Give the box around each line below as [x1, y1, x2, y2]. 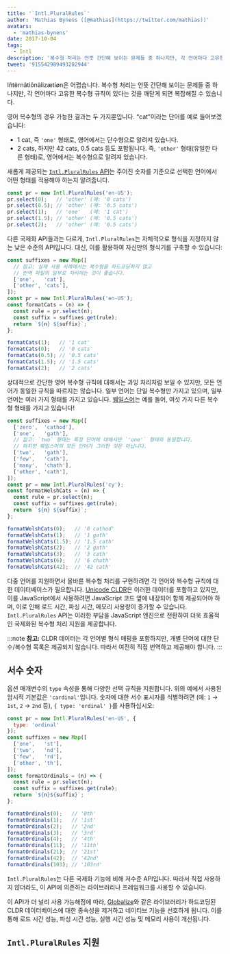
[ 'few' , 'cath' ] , [13, 456, 69, 463]
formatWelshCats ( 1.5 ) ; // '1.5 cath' [7, 538, 115, 545]
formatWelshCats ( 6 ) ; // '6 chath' [7, 557, 112, 564]
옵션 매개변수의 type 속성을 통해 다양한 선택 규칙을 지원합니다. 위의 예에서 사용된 [7, 684, 222, 692]
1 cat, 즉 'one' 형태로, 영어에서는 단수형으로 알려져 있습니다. [16, 135, 179, 144]
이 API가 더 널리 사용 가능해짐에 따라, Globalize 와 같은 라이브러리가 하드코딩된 [7, 897, 216, 905]
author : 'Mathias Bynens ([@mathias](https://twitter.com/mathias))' [7, 16, 210, 23]
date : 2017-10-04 [7, 36, 57, 42]
